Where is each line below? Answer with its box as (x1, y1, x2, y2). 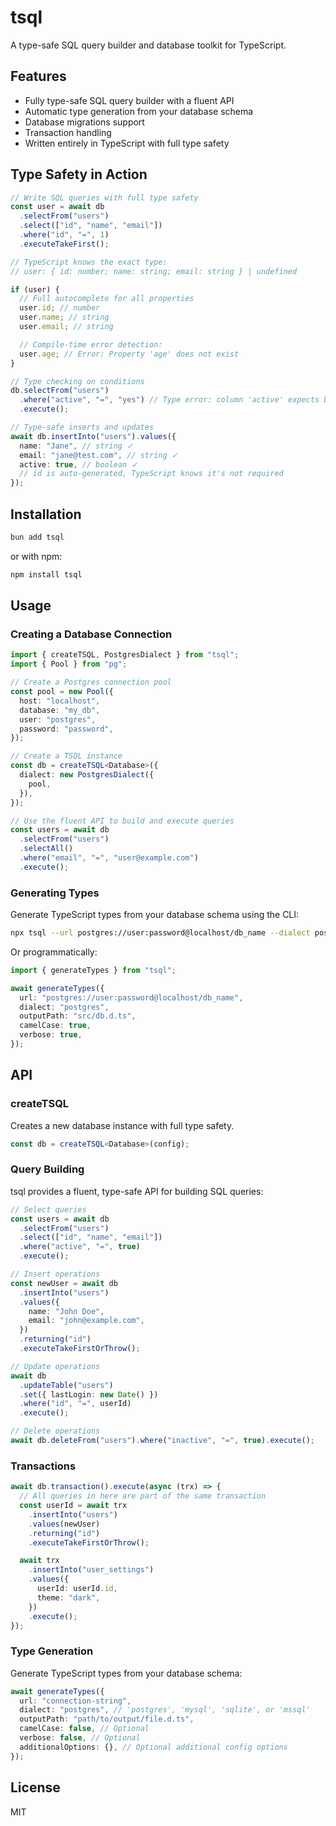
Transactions (10, 1459, 77, 1473)
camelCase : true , (19, 1021, 92, 1031)
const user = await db (10, 202, 105, 212)
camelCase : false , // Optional (19, 1724, 150, 1734)
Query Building (10, 1162, 85, 1176)
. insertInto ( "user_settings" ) (28, 1565, 155, 1575)
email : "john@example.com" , (28, 1316, 145, 1326)
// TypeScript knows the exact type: (10, 257, 168, 267)
